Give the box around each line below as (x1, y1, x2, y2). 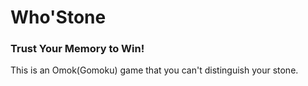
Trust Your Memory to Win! (10, 42, 145, 56)
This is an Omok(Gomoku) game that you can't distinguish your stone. (10, 64, 299, 76)
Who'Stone (10, 6, 107, 29)
